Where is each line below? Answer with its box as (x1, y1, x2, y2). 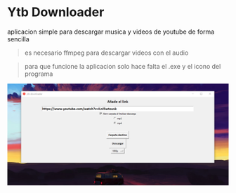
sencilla (7, 34, 29, 43)
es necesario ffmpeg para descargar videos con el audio (24, 48, 189, 57)
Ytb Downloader (7, 4, 105, 20)
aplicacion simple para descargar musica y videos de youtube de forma (7, 27, 215, 36)
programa (24, 69, 53, 78)
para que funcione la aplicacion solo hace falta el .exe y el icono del (24, 62, 221, 70)
